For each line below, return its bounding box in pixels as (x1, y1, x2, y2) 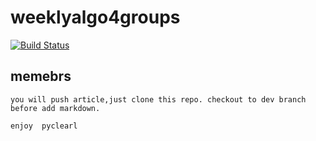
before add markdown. (10, 103, 101, 113)
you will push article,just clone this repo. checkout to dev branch (10, 94, 307, 105)
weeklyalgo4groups (10, 6, 181, 29)
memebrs (10, 68, 72, 85)
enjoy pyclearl (10, 121, 78, 131)
